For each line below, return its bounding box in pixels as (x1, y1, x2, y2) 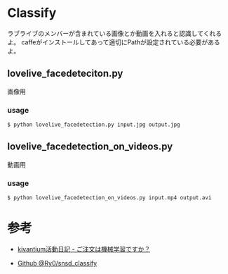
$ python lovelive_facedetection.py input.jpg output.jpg (7, 121, 180, 128)
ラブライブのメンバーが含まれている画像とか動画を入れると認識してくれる (7, 29, 222, 37)
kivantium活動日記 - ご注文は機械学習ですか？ (17, 244, 151, 253)
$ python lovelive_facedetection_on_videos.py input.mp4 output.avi (7, 194, 212, 201)
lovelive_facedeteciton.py (7, 68, 123, 80)
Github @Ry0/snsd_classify (17, 259, 98, 267)
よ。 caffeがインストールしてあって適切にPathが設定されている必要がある (7, 37, 220, 46)
